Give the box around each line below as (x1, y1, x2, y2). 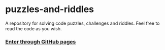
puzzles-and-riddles (5, 4, 94, 15)
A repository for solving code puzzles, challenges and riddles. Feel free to (5, 20, 160, 26)
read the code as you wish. (5, 25, 62, 31)
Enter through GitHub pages (5, 38, 76, 45)
